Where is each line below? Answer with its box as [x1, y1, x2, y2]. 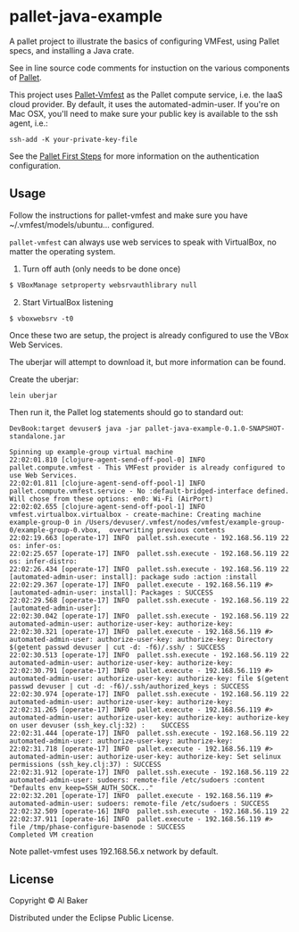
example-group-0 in [9, 518, 82, 527]
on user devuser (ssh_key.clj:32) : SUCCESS [9, 720, 190, 729]
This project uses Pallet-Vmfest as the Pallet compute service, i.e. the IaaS [9, 89, 283, 100]
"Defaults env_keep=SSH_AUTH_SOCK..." [9, 783, 154, 792]
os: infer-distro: [9, 556, 78, 566]
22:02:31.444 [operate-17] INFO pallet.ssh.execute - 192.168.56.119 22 [9, 728, 290, 737]
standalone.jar [9, 431, 66, 441]
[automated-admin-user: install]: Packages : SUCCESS [9, 587, 214, 597]
